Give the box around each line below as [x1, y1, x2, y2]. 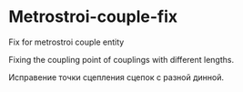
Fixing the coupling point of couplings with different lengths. [8, 54, 234, 65]
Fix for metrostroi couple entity [8, 36, 125, 47]
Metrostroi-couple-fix [8, 6, 178, 27]
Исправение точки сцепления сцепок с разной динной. [8, 71, 225, 83]
